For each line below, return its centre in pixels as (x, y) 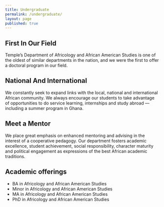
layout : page (18, 19)
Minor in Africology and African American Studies (62, 189)
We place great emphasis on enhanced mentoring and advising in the (75, 135)
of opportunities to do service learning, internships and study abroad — (77, 103)
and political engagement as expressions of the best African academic (76, 151)
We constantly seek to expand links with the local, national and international (82, 92)
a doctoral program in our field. (36, 65)
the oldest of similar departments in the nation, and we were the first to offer (82, 60)
